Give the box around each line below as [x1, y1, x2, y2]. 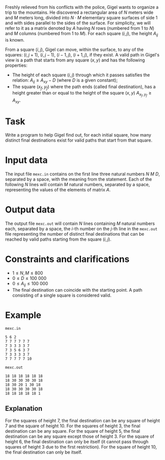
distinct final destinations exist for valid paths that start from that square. [5, 137, 153, 143]
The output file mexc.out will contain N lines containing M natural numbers [5, 220, 155, 227]
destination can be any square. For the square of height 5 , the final [5, 428, 140, 434]
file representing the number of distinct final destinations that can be [5, 231, 144, 237]
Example [5, 309, 41, 321]
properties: [5, 62, 28, 68]
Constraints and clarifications [5, 254, 130, 265]
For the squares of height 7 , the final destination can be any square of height [5, 417, 160, 423]
